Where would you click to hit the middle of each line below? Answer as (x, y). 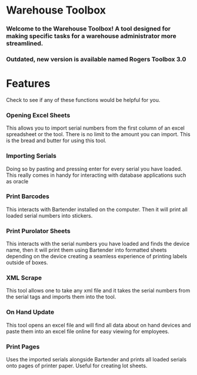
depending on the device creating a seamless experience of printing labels (96, 256)
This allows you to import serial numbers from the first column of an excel (96, 128)
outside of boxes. (27, 262)
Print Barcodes (28, 196)
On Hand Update (30, 312)
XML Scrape (24, 278)
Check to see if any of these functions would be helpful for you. (83, 100)
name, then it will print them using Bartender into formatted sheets (86, 250)
